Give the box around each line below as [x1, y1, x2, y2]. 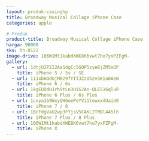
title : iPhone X [17, 125, 58, 132]
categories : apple [6, 20, 52, 26]
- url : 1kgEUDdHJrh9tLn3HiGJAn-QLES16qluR [11, 86, 119, 93]
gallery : [6, 58, 28, 65]
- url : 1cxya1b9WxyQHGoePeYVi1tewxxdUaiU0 [11, 98, 119, 104]
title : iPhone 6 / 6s [17, 81, 71, 87]
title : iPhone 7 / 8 [17, 103, 68, 109]
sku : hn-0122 [6, 47, 39, 54]
